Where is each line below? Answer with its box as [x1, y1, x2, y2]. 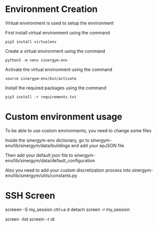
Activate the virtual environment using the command [5, 66, 113, 72]
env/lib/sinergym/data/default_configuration [5, 157, 95, 163]
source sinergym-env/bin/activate [5, 76, 77, 81]
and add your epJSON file [71, 142, 124, 148]
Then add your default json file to [5, 152, 74, 158]
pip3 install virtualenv [5, 39, 57, 44]
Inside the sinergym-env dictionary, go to [5, 137, 89, 143]
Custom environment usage [5, 111, 123, 123]
